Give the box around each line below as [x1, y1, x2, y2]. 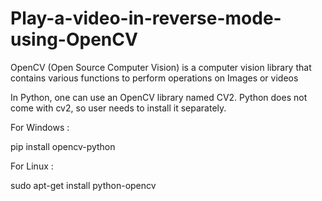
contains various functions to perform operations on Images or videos [10, 72, 299, 84]
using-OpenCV [10, 28, 138, 51]
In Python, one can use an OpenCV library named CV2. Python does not [10, 91, 308, 103]
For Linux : [10, 160, 54, 172]
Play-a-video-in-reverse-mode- [10, 7, 282, 30]
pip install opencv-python [10, 140, 116, 152]
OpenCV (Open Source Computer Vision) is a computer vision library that [10, 61, 312, 73]
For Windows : [10, 121, 70, 133]
